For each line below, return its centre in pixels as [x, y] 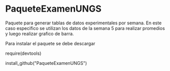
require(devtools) [23, 53]
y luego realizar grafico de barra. [40, 33]
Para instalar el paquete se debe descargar [50, 43]
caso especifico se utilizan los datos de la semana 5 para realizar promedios [85, 28]
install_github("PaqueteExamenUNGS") [46, 63]
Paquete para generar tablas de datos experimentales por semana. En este [83, 23]
